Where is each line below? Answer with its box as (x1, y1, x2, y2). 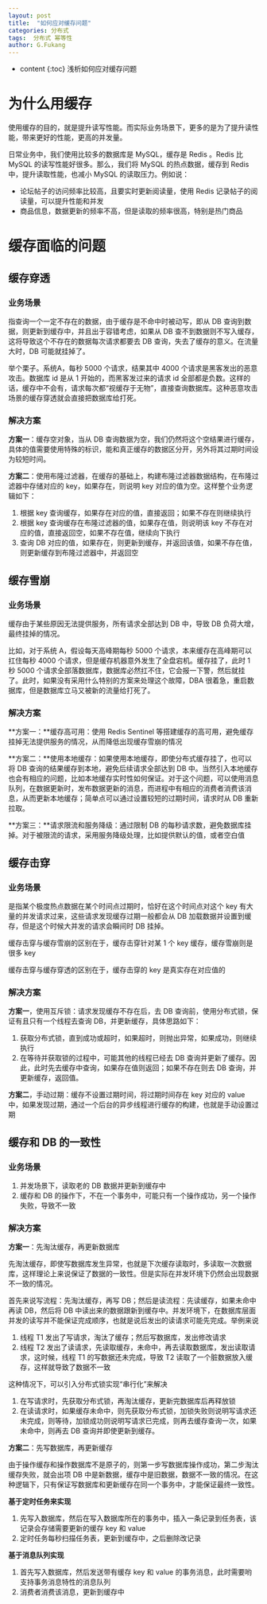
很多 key (8, 948, 37, 957)
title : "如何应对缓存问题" (8, 19, 91, 27)
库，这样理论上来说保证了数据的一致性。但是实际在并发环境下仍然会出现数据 (8, 1269, 259, 1279)
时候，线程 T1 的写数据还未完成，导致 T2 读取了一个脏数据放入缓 (41, 1353, 253, 1362)
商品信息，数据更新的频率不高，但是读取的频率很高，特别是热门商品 (19, 206, 243, 216)
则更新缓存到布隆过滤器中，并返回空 (19, 548, 139, 558)
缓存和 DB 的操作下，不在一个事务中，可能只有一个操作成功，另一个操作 (19, 1190, 257, 1200)
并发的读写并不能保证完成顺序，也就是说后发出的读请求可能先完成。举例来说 (8, 1316, 259, 1326)
